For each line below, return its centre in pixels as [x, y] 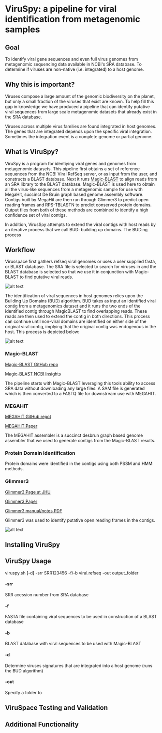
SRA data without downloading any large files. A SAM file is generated [75, 388]
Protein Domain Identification [40, 453]
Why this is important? [40, 85]
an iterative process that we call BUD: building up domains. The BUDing [76, 229]
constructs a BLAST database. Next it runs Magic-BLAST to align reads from [81, 179]
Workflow [20, 250]
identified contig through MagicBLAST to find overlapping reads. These [76, 311]
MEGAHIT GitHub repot [28, 417]
